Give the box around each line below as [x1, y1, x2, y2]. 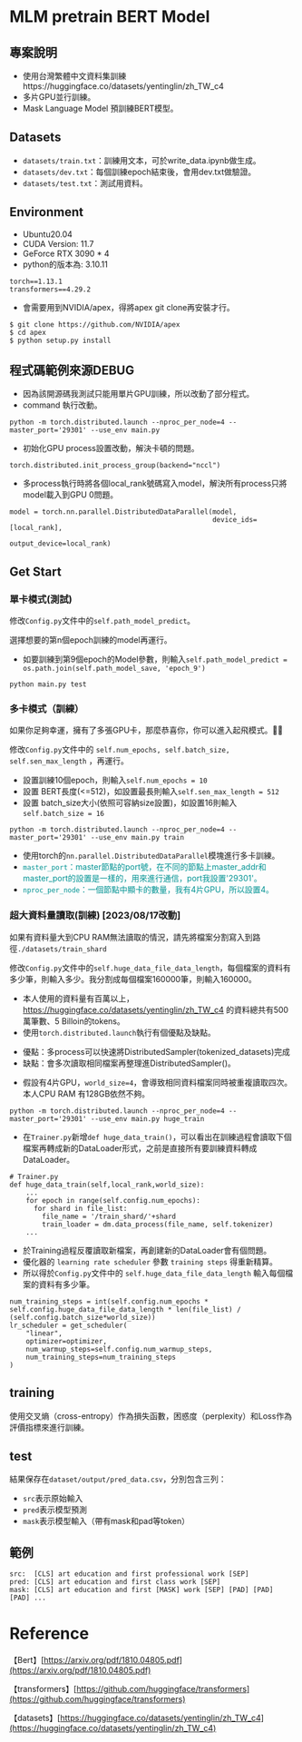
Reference [9, 1623, 89, 1644]
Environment [9, 204, 84, 220]
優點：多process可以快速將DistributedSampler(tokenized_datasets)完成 [22, 1046, 290, 1057]
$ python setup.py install [9, 336, 112, 345]
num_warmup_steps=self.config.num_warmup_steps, [25, 1344, 213, 1353]
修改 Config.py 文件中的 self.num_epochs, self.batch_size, [9, 744, 230, 755]
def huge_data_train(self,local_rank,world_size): [9, 1180, 205, 1189]
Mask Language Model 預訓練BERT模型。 [22, 103, 179, 113]
